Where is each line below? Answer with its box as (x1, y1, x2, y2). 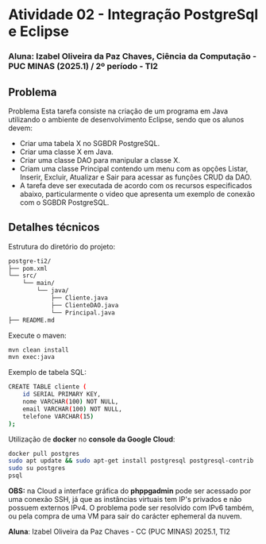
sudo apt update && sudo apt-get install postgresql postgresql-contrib (8, 457, 254, 465)
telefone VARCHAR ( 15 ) (22, 412, 94, 420)
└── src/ (8, 272, 37, 280)
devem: (8, 123, 33, 133)
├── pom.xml (8, 264, 48, 272)
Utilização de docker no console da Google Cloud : (8, 434, 175, 444)
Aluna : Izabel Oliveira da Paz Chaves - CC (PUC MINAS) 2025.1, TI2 (8, 527, 230, 537)
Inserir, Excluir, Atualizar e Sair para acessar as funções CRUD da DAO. (19, 172, 253, 182)
